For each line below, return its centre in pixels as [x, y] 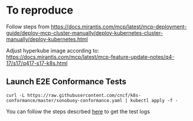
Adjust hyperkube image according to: [53, 50]
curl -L [16, 95]
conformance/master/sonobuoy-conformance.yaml [64, 100]
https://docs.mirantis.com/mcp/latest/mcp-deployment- [119, 27]
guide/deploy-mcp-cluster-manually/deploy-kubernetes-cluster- [85, 32]
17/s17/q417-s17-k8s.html [37, 63]
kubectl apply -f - [154, 100]
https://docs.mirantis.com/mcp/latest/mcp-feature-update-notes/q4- [90, 57]
